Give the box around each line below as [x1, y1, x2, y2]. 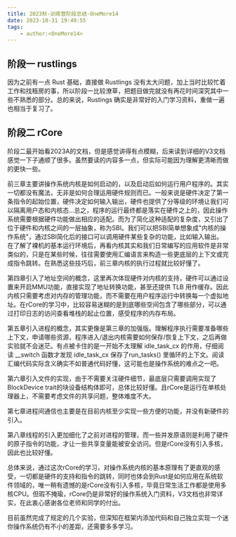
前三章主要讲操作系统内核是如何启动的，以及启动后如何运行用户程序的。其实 [7, 179, 229, 187]
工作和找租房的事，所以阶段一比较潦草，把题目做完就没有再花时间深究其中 [7, 87, 223, 95]
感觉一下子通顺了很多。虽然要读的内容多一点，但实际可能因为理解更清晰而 [7, 156, 223, 164]
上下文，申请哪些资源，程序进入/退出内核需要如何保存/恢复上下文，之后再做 [7, 333, 228, 341]
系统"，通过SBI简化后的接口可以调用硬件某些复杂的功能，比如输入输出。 [13, 232, 223, 240]
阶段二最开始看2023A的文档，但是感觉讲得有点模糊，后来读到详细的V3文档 [7, 147, 226, 155]
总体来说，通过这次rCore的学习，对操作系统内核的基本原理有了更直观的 [7, 463, 215, 471]
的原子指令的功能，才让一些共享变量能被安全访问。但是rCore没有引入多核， [7, 439, 227, 447]
